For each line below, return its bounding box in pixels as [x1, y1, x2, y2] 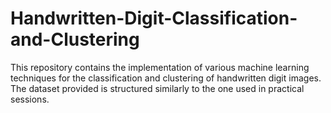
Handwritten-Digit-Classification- [10, 7, 298, 30]
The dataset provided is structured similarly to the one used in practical [10, 82, 305, 94]
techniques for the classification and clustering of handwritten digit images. [10, 72, 322, 84]
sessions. [10, 93, 50, 105]
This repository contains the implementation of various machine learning [10, 61, 310, 73]
